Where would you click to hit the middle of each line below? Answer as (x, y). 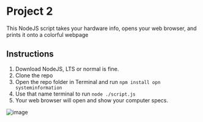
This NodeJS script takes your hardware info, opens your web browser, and (102, 28)
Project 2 (30, 11)
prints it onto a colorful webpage (47, 34)
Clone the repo (34, 75)
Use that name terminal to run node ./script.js (75, 94)
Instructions (30, 54)
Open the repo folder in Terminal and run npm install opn (88, 82)
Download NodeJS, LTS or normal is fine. (67, 69)
